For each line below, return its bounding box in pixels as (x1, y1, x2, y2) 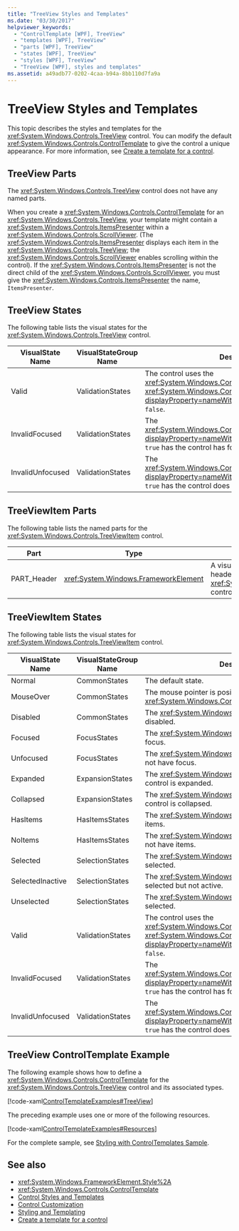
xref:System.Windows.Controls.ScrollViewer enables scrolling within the (7, 254, 218, 262)
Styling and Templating (17, 1208, 85, 1217)
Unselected (11, 896, 50, 906)
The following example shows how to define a (7, 1068, 142, 1076)
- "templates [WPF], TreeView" (14, 37, 107, 44)
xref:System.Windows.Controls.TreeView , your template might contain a (7, 215, 218, 224)
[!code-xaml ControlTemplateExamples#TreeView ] (7, 1096, 154, 1105)
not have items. (144, 839, 196, 849)
